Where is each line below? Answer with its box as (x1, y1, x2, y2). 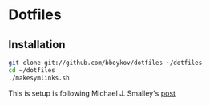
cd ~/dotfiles (8, 66, 56, 74)
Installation (8, 38, 66, 51)
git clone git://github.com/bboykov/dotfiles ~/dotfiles (8, 59, 203, 67)
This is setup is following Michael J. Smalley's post (8, 88, 176, 98)
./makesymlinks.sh (8, 74, 70, 82)
